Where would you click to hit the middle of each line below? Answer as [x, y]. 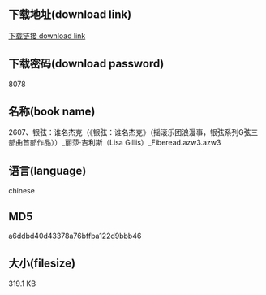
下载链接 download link [47, 36]
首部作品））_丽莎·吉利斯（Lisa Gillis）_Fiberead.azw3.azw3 [122, 143]
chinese [21, 191]
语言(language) [47, 170]
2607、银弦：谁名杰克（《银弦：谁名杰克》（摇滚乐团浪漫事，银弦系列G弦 [130, 132]
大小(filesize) [42, 264]
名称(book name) [52, 112]
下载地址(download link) [70, 15]
